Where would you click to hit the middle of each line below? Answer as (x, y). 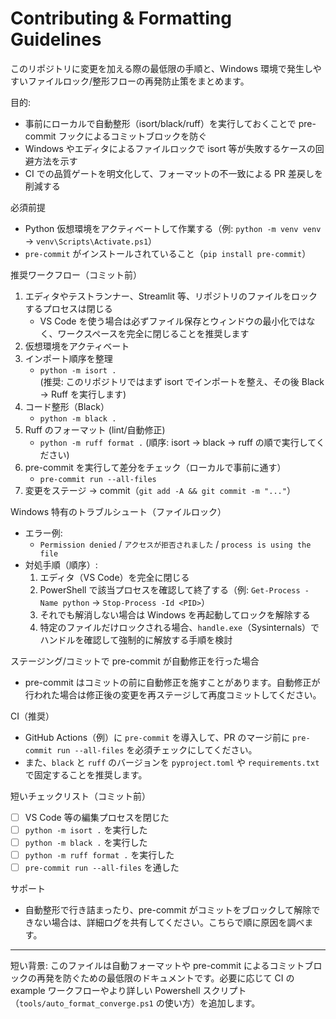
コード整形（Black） (67, 406)
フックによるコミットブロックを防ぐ (133, 136)
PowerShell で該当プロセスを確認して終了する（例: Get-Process (170, 589)
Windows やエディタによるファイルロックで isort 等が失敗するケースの (170, 148)
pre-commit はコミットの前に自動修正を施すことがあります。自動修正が (172, 682)
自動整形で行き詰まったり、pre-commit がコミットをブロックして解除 (168, 910)
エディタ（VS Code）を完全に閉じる (114, 577)
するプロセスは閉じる (68, 308)
